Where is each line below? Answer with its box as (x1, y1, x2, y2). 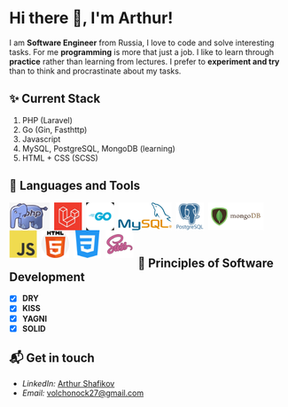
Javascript (21, 133, 61, 145)
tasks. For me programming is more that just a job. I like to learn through (9, 46, 275, 57)
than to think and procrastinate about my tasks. (9, 66, 182, 76)
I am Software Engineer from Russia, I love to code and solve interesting (9, 37, 275, 48)
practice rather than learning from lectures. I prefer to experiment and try (9, 56, 280, 67)
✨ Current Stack (9, 91, 101, 106)
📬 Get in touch (9, 350, 95, 366)
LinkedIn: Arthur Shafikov (21, 379, 115, 389)
